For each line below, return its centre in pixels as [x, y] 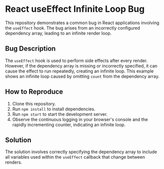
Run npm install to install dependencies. [54, 109]
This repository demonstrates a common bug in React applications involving [82, 23]
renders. [14, 162]
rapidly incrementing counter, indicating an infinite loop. [69, 125]
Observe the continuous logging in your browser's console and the [80, 119]
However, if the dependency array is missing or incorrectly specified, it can [81, 66]
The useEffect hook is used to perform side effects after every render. [76, 61]
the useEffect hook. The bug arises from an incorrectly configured [73, 28]
